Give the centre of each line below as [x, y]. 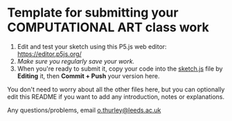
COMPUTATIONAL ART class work [108, 27]
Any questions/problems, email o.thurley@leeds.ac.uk [84, 110]
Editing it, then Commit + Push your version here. [88, 76]
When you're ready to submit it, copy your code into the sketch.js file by [120, 68]
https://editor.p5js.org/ [49, 54]
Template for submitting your [93, 13]
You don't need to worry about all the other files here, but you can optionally [116, 89]
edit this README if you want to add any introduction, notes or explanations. [116, 96]
